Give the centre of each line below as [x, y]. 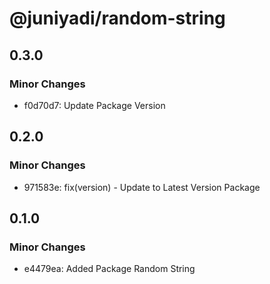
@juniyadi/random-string [117, 18]
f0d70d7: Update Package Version [94, 105]
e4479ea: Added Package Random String [109, 269]
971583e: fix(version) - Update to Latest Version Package [142, 187]
